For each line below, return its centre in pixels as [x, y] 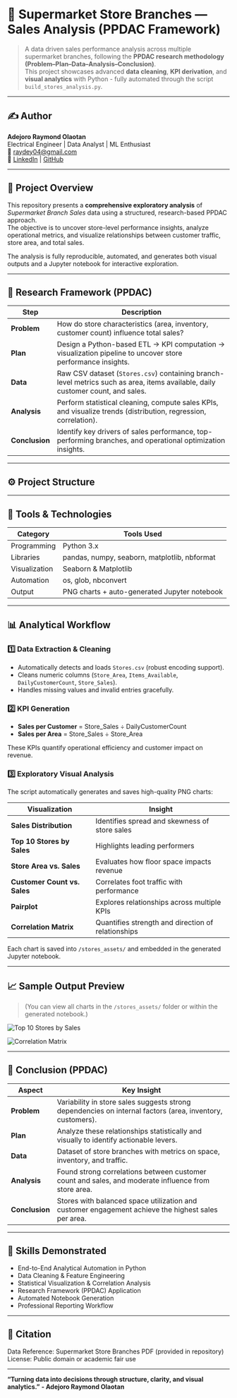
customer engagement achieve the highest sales [137, 1210]
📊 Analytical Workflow [59, 625]
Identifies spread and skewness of [152, 821]
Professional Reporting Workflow [66, 1306]
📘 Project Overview [50, 188]
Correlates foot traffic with [139, 882]
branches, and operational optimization [160, 440]
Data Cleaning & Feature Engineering [71, 1275]
